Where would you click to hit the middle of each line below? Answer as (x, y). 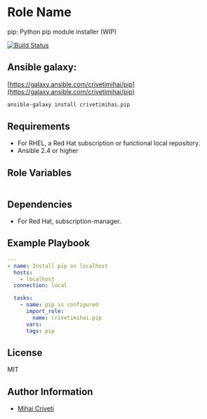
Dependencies (40, 204)
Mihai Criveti (36, 408)
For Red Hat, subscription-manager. (69, 221)
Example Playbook (48, 243)
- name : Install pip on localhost (58, 266)
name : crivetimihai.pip (67, 318)
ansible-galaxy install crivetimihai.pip (69, 105)
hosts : (23, 272)
